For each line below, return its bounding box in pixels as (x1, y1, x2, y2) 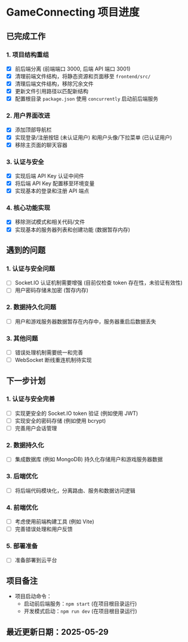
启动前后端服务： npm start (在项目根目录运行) (23, 600, 137, 607)
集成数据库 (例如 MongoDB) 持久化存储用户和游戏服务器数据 (14, 456, 163, 463)
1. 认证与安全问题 (6, 264, 56, 272)
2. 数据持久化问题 (6, 303, 57, 311)
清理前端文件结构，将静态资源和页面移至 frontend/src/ (14, 72, 151, 79)
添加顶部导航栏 (14, 126, 52, 133)
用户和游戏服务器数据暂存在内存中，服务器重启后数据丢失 (14, 318, 156, 325)
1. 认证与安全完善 (6, 395, 56, 403)
